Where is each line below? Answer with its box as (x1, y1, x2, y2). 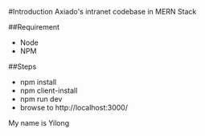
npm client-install (19, 86, 78, 95)
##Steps (8, 62, 37, 71)
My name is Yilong (8, 118, 70, 127)
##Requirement (8, 22, 60, 31)
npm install (19, 78, 57, 86)
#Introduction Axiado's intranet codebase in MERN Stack (8, 7, 197, 16)
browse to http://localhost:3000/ (19, 103, 129, 112)
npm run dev (19, 94, 63, 103)
